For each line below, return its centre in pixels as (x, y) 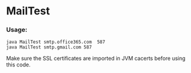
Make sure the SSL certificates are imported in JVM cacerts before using (96, 59)
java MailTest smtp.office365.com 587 (56, 42)
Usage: (17, 30)
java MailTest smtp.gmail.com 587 (49, 47)
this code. (19, 65)
